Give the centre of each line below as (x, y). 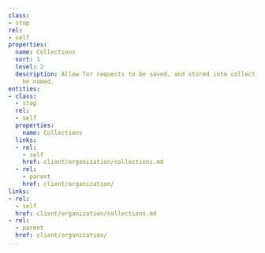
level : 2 (30, 67)
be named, (39, 81)
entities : (24, 89)
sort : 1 (28, 60)
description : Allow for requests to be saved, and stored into (121, 74)
